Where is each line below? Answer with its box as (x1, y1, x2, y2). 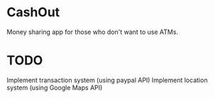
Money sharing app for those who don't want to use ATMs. (6, 28, 179, 36)
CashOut (6, 4, 60, 21)
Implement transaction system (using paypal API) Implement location (6, 76, 208, 84)
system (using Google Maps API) (6, 83, 103, 92)
